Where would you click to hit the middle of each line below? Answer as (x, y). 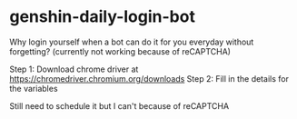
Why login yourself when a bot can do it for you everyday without (132, 42)
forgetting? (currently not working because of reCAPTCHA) (120, 51)
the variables (34, 88)
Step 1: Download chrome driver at (74, 69)
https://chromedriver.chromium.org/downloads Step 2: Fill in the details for (149, 78)
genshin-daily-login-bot (102, 17)
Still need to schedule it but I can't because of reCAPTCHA (119, 105)
